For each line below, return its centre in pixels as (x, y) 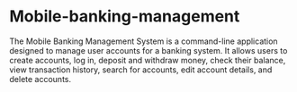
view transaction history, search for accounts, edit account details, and (141, 70)
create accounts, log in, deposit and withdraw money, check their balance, (148, 60)
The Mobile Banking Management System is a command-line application (144, 41)
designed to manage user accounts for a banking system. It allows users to (148, 50)
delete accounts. (40, 79)
